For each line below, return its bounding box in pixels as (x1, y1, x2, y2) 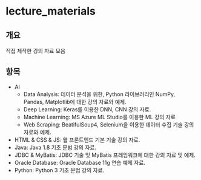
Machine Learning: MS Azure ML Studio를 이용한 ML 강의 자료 (23, 113, 176, 120)
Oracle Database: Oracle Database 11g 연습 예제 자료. (14, 159, 146, 166)
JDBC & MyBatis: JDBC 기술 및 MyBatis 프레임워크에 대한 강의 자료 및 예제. (14, 151, 196, 159)
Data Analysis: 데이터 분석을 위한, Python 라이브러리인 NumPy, (23, 90, 176, 98)
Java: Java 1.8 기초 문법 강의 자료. (14, 144, 97, 151)
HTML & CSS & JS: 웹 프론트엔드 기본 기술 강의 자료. (14, 136, 140, 144)
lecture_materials (5, 4, 96, 18)
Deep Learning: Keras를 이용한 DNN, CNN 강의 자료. (23, 105, 151, 113)
